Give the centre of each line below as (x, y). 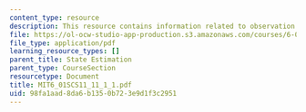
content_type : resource (55, 18)
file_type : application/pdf (63, 43)
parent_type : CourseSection (63, 69)
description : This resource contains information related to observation (153, 26)
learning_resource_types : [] (65, 51)
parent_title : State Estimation (71, 60)
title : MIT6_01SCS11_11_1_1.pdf (71, 85)
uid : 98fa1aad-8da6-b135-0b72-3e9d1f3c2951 (93, 93)
